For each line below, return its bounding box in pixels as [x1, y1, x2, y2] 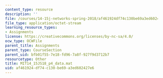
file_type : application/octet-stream [5, 20, 81, 26]
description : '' [5, 12, 38, 16]
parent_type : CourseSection [5, 47, 62, 52]
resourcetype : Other [5, 57, 47, 62]
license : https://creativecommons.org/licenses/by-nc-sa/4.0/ [5, 34, 133, 39]
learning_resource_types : [5, 25, 57, 30]
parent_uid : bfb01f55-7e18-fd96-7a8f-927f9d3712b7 [5, 52, 110, 57]
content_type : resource [5, 7, 53, 12]
